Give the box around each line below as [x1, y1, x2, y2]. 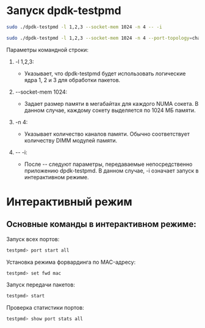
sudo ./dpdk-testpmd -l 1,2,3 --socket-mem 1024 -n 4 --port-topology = [6, 35, 192, 41]
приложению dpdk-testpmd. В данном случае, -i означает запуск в [24, 166, 199, 174]
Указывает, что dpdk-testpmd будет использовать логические [24, 70, 186, 77]
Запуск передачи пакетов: [6, 281, 75, 288]
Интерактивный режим [6, 195, 132, 209]
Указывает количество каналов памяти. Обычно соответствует [24, 130, 190, 138]
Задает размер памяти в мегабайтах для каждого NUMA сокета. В [24, 100, 199, 107]
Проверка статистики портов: [6, 304, 84, 311]
